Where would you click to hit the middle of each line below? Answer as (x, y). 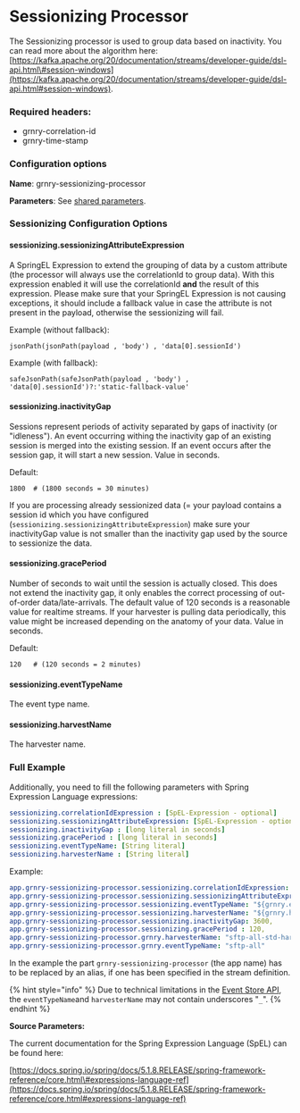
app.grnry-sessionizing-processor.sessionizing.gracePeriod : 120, (137, 929)
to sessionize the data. (51, 543)
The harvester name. (48, 744)
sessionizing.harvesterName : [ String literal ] (100, 855)
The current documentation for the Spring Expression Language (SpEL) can (148, 1043)
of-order (25, 603)
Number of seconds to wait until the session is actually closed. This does (144, 583)
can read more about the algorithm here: (84, 50)
